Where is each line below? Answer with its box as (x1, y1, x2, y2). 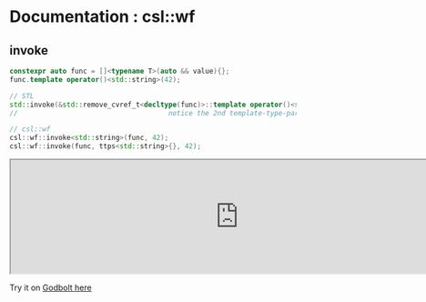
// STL (9, 91, 35, 101)
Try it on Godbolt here (9, 282, 93, 293)
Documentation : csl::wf (9, 6, 196, 27)
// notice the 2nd (9, 108, 226, 117)
